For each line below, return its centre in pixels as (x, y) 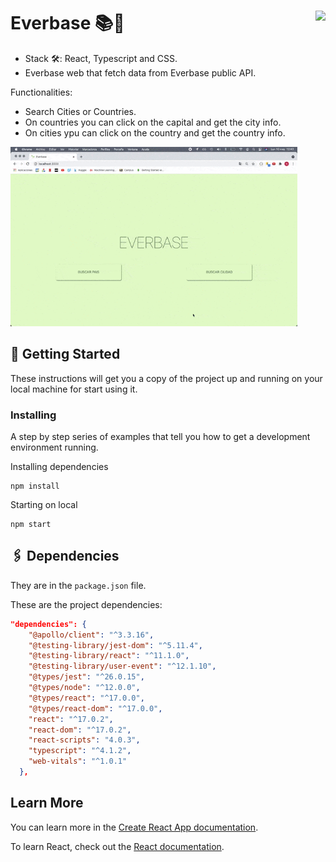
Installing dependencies (59, 467)
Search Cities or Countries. (80, 111)
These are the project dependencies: (86, 604)
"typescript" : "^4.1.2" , (80, 751)
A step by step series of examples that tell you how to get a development (160, 437)
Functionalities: (41, 92)
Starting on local (44, 505)
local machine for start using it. (74, 389)
